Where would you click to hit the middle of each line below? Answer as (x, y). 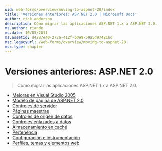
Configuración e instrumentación (46, 137)
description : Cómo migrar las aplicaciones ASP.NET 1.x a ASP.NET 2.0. (81, 24)
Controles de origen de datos (42, 116)
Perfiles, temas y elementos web (46, 143)
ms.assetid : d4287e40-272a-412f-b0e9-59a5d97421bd (59, 38)
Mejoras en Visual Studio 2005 (44, 95)
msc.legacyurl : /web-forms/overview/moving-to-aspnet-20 (66, 42)
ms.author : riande (24, 28)
